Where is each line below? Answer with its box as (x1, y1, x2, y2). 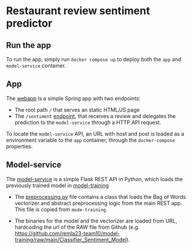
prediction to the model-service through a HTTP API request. (14, 119, 161, 126)
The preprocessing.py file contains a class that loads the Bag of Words (14, 193, 186, 200)
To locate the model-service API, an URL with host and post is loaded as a (6, 130, 184, 137)
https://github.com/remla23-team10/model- (14, 230, 120, 237)
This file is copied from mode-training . (14, 205, 107, 213)
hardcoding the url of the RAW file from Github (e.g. (14, 223, 140, 231)
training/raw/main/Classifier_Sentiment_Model (14, 236, 127, 243)
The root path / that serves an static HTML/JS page (14, 106, 140, 113)
